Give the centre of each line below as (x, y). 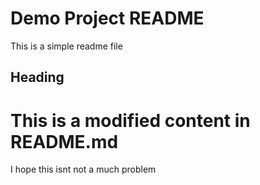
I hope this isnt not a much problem (83, 169)
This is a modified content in (130, 120)
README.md (64, 141)
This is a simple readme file (66, 46)
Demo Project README (107, 18)
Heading (37, 77)
